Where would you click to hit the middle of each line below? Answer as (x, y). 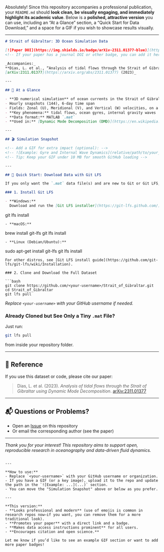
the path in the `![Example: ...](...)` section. (57, 485)
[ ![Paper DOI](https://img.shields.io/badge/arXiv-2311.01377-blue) (76, 50)
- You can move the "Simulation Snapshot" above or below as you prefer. (82, 489)
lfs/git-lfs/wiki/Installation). (39, 264)
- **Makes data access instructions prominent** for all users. (72, 527)
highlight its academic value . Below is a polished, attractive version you (79, 17)
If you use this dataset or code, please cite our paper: (59, 376)
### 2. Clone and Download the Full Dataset (51, 273)
